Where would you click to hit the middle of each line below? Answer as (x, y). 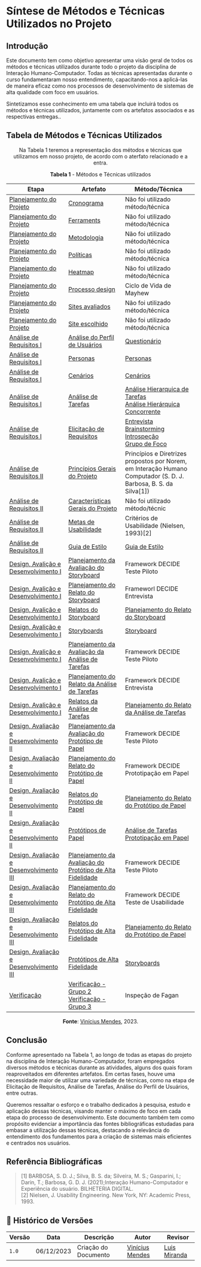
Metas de (81, 522)
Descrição (99, 1238)
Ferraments (84, 220)
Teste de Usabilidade (154, 902)
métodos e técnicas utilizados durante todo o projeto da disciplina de (91, 67)
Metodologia (86, 237)
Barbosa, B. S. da (149, 483)
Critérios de (141, 518)
